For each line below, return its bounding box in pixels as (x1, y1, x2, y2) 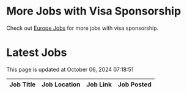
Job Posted (117, 80, 152, 89)
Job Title (9, 80, 36, 89)
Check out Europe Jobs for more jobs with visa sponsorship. (6, 24, 159, 32)
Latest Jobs (6, 46, 67, 60)
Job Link (86, 80, 112, 89)
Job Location (42, 80, 81, 89)
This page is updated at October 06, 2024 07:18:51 (6, 66, 134, 73)
